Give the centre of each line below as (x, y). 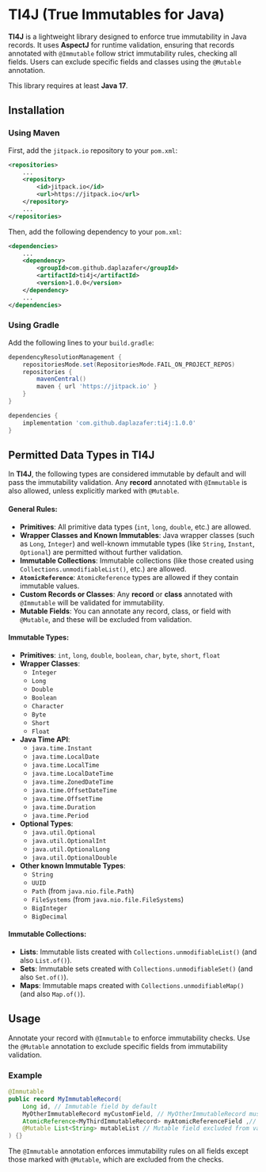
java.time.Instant (62, 748)
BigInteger (49, 908)
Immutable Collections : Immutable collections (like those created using (137, 560)
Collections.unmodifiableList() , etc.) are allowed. (103, 569)
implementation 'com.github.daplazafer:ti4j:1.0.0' (109, 423)
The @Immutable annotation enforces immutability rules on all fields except (129, 1151)
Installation (36, 111)
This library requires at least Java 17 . (68, 86)
